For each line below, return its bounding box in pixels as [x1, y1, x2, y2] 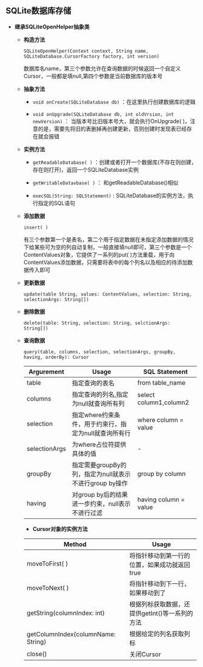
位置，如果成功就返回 [129, 560, 190, 569]
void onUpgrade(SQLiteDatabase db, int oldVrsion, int [32, 111, 174, 117]
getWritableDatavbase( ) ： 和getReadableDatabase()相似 [32, 178, 179, 186]
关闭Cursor [129, 650, 161, 659]
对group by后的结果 [72, 490, 128, 499]
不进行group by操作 [72, 479, 128, 487]
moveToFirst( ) [26, 559, 68, 567]
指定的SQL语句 [38, 199, 75, 206]
